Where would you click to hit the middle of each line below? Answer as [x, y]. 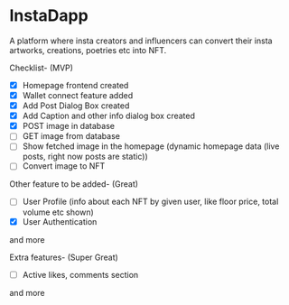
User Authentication [60, 221]
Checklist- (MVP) [42, 68]
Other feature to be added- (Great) [74, 184]
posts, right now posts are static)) [85, 157]
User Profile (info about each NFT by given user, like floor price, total [150, 202]
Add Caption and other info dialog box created [109, 116]
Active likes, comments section [80, 274]
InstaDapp [49, 16]
